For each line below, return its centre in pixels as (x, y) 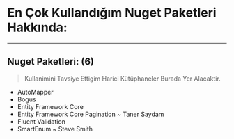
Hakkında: (37, 27)
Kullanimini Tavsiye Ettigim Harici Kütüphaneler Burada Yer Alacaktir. (122, 79)
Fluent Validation (41, 121)
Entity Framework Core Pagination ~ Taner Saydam (91, 114)
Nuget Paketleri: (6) (51, 62)
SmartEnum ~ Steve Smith (55, 129)
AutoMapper (35, 92)
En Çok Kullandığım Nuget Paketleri (112, 13)
